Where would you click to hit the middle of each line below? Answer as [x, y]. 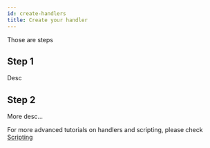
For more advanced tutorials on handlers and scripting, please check [105, 130]
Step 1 [21, 61]
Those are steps [30, 39]
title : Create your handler [48, 20]
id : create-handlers [37, 13]
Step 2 [21, 100]
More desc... [25, 117]
